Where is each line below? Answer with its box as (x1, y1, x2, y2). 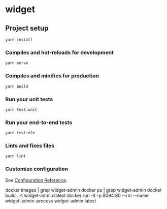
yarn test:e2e (5, 131, 36, 136)
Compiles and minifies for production (5, 72, 99, 79)
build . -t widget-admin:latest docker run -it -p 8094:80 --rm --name (5, 192, 149, 198)
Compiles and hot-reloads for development (5, 49, 114, 56)
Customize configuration (5, 165, 69, 172)
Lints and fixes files (5, 142, 55, 150)
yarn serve (5, 61, 28, 66)
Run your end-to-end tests (5, 118, 73, 126)
